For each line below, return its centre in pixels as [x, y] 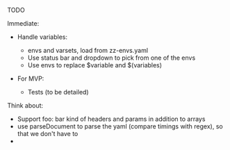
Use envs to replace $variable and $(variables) [95, 65]
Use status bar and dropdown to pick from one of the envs [112, 58]
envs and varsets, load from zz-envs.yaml [88, 50]
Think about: [25, 106]
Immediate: [23, 23]
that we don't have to [48, 134]
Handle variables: [42, 37]
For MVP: [31, 78]
